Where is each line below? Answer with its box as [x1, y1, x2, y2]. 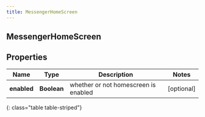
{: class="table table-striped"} [6, 104, 82, 111]
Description [98, 70, 133, 79]
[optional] [167, 84, 196, 93]
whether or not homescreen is [70, 80, 156, 89]
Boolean [39, 84, 64, 93]
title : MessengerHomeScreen [6, 9, 78, 15]
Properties [6, 52, 48, 63]
